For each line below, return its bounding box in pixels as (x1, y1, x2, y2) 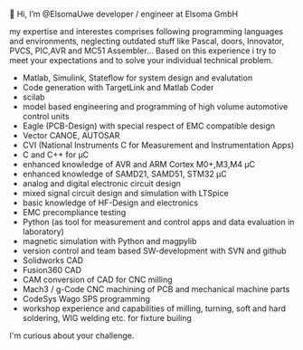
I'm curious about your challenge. (9, 330, 135, 341)
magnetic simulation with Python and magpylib (22, 236, 197, 246)
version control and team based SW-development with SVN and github (22, 245, 287, 256)
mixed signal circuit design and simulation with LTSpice (22, 188, 229, 198)
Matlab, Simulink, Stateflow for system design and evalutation (22, 72, 253, 83)
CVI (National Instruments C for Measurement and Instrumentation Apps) (22, 140, 295, 150)
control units (22, 111, 70, 121)
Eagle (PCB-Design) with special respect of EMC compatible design (22, 120, 276, 131)
